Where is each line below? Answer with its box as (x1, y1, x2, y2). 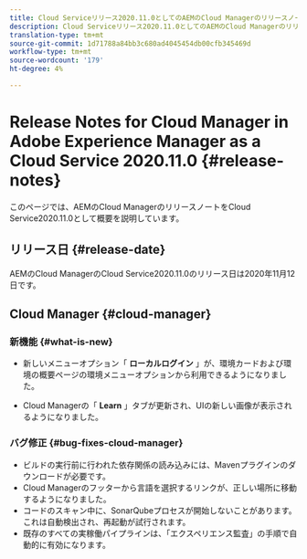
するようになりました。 (22, 493, 111, 504)
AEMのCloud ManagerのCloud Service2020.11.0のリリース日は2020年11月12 (9, 268, 295, 279)
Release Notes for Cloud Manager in (9, 111, 290, 132)
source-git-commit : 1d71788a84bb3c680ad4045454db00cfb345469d (9, 38, 251, 48)
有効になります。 (47, 539, 111, 550)
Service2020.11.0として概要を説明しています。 (9, 212, 185, 224)
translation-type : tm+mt (9, 30, 104, 39)
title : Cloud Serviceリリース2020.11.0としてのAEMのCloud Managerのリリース (9, 13, 289, 23)
